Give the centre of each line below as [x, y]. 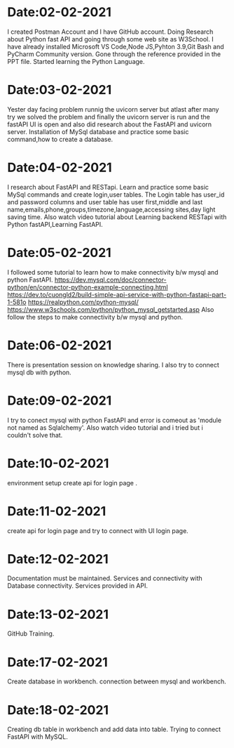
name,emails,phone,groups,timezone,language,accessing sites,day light [111, 209]
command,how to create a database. [60, 139]
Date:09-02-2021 [60, 400]
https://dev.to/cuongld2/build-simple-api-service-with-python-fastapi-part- [117, 294]
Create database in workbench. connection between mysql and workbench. [117, 681]
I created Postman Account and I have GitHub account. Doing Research [110, 32]
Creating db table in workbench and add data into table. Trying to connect [114, 729]
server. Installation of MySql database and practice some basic [98, 131]
